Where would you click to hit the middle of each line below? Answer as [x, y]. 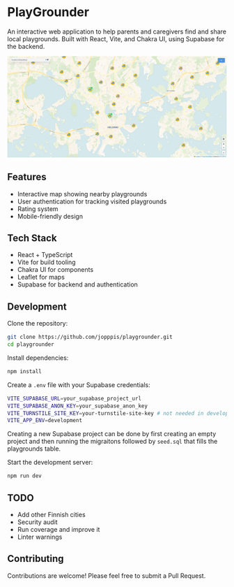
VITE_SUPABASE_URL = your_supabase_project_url [74, 398]
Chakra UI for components [55, 270]
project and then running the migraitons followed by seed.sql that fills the [112, 442]
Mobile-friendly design [50, 216]
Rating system [38, 209]
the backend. [26, 46]
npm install [24, 371]
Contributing [36, 559]
